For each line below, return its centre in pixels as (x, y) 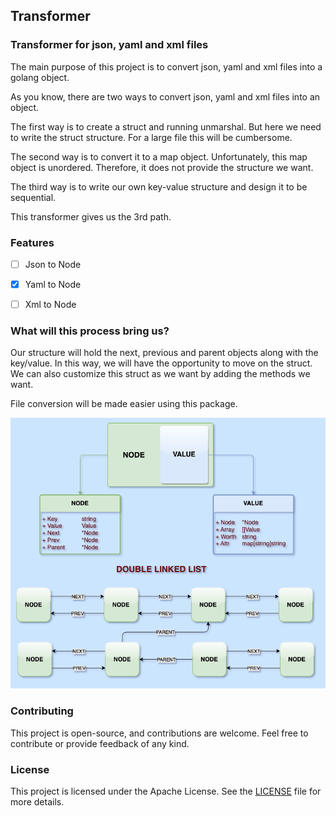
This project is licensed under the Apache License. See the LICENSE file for (166, 791)
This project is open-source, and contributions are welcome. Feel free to (159, 733)
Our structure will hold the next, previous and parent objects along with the (164, 353)
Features (32, 242)
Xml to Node (50, 305)
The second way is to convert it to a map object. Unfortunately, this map (159, 156)
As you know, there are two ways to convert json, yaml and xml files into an (165, 96)
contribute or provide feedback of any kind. (100, 743)
